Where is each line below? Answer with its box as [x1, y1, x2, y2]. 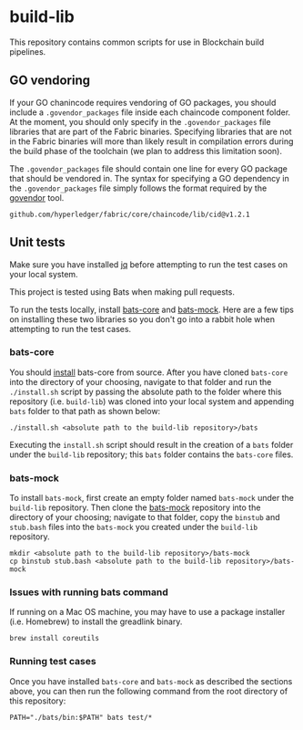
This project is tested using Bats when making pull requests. [9, 286, 235, 297]
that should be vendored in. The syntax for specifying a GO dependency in [9, 172, 289, 183]
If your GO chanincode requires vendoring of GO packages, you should [9, 97, 277, 108]
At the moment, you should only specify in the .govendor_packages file [9, 116, 271, 127]
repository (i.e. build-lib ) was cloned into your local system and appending [9, 395, 294, 407]
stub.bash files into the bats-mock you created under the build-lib [9, 522, 258, 533]
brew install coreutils [9, 634, 100, 643]
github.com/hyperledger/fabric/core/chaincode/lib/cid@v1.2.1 [9, 210, 250, 219]
